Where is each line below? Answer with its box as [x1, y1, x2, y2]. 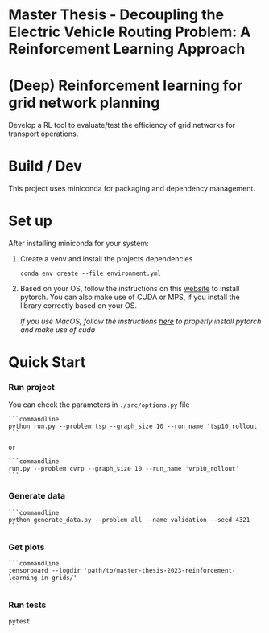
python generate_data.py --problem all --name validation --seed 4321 [8, 516, 250, 524]
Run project [8, 382, 55, 393]
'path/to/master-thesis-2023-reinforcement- [84, 567, 236, 575]
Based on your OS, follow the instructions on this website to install [19, 284, 240, 293]
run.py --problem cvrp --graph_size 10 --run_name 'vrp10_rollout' [8, 465, 240, 473]
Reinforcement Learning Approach [8, 40, 246, 58]
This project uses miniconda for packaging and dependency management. [8, 183, 256, 194]
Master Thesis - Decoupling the [8, 6, 224, 24]
